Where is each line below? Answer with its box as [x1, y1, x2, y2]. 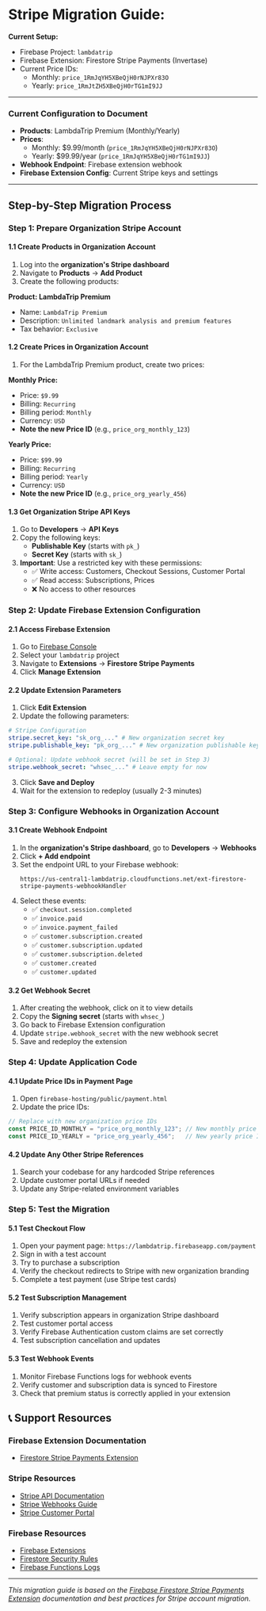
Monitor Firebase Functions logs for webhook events [19, 1372, 192, 1381]
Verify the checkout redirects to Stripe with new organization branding [19, 1266, 249, 1276]
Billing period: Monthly [19, 407, 92, 417]
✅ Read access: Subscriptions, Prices [31, 576, 155, 585]
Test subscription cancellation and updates [19, 1336, 161, 1345]
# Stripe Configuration [8, 727, 87, 735]
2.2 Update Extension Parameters [8, 685, 122, 695]
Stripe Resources [8, 1473, 77, 1484]
